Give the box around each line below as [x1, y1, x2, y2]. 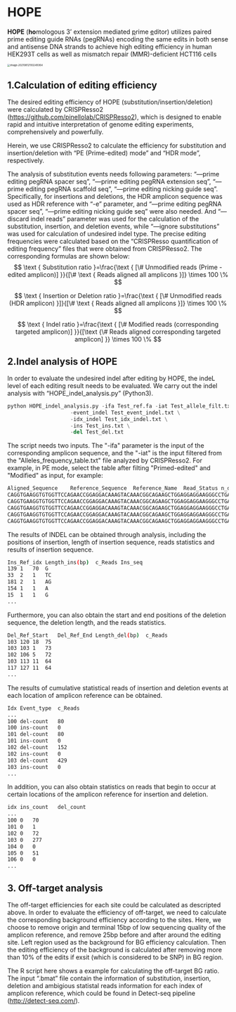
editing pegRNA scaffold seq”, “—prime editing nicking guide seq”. [25, 185, 218, 193]
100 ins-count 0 [7, 725, 61, 732]
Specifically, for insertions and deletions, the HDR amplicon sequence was [7, 193, 223, 201]
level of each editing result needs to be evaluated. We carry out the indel [7, 381, 218, 390]
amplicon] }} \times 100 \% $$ [74, 335, 162, 344]
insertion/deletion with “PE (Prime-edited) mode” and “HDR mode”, [7, 149, 201, 157]
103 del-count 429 [7, 757, 68, 764]
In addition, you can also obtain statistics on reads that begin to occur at [7, 783, 216, 791]
